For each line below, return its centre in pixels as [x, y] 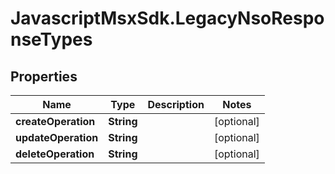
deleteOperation [55, 154]
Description [176, 104]
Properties [44, 76]
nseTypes [51, 39]
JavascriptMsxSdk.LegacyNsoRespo [167, 18]
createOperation [55, 121]
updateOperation [57, 137]
